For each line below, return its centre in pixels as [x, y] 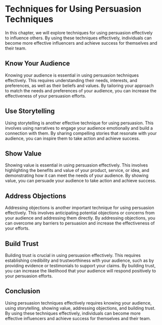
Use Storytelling [30, 111]
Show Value [23, 153]
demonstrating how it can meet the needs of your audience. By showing [77, 175]
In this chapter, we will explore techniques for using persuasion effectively [79, 33]
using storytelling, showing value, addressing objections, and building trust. [80, 308]
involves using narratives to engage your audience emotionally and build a [79, 128]
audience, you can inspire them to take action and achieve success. [73, 138]
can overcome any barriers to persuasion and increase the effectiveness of [80, 223]
